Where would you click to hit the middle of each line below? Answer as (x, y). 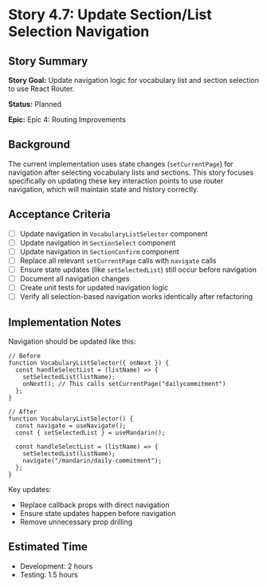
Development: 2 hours (56, 566)
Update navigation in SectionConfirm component (99, 251)
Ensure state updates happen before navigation (98, 513)
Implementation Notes (65, 322)
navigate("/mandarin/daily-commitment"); (92, 460)
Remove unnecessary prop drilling (76, 522)
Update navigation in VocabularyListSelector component (114, 234)
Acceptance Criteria (59, 214)
